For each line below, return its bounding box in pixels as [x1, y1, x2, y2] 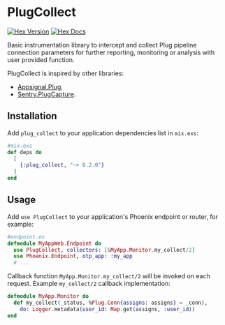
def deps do [7, 149, 42, 156]
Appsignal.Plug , [17, 82, 63, 91]
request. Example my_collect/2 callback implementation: [7, 280, 170, 288]
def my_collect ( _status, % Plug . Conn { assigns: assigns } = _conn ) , [13, 299, 208, 307]
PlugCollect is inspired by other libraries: [7, 69, 124, 77]
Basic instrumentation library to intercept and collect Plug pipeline [7, 40, 197, 49]
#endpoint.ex [7, 233, 45, 241]
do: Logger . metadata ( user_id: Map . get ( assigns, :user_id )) [20, 305, 196, 312]
